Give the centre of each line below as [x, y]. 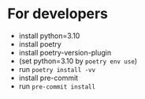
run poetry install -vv [57, 69]
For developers [58, 14]
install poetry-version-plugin [65, 52]
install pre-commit [48, 78]
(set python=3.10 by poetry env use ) [78, 61]
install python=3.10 [49, 36]
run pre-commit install [57, 86]
